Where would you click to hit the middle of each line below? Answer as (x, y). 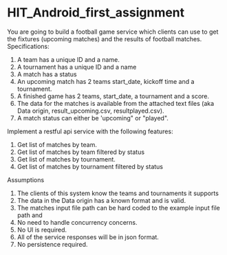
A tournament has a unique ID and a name (77, 67)
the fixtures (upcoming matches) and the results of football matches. (105, 38)
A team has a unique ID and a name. (68, 59)
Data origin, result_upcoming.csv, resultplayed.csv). (90, 111)
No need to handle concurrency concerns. (77, 222)
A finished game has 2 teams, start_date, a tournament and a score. (113, 96)
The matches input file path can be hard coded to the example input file (118, 208)
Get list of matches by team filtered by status (81, 152)
